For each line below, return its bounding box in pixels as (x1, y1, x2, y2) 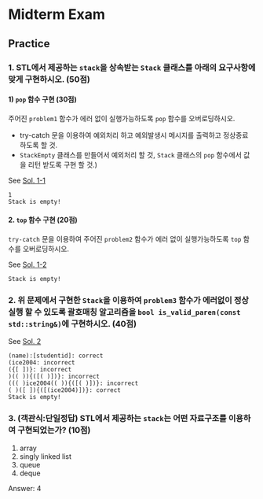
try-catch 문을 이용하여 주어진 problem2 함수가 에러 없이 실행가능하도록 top (8, 234, 242, 243)
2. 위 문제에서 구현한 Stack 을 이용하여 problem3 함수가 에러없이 (8, 294, 233, 305)
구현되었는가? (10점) (16, 425, 91, 436)
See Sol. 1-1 (8, 176, 46, 185)
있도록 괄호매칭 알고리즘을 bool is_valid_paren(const (42, 306, 241, 317)
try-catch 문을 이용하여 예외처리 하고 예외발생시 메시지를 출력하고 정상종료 (19, 130, 249, 139)
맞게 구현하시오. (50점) (8, 73, 90, 84)
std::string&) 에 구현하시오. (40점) (8, 318, 137, 329)
